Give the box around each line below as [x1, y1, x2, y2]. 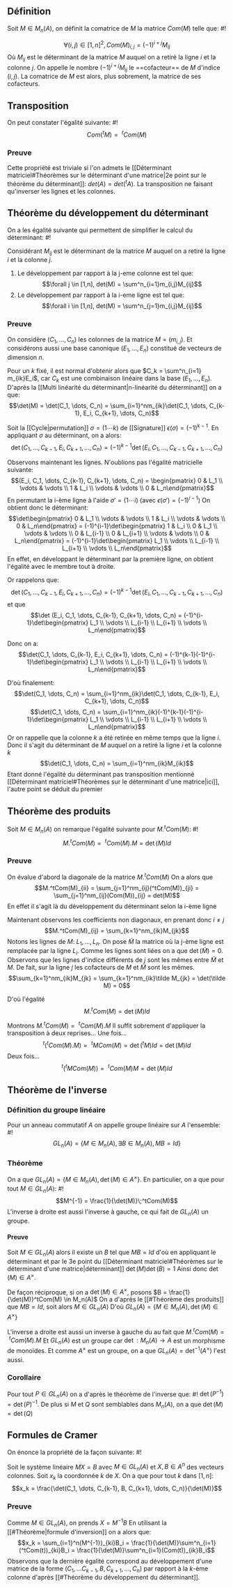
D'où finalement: [7, 679, 55, 687]
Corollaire [7, 1373, 42, 1382]
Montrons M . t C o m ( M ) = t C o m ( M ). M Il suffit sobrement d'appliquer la [7, 1021, 206, 1030]
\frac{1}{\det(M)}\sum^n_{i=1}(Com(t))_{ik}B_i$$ [76, 1545, 216, 1554]
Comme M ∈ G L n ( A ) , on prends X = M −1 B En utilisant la [7, 1518, 167, 1529]
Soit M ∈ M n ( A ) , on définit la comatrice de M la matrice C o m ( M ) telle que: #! [7, 24, 227, 34]
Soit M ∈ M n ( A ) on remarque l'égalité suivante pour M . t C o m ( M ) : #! [7, 824, 199, 835]
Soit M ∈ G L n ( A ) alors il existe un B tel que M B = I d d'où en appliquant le [7, 1248, 217, 1258]
